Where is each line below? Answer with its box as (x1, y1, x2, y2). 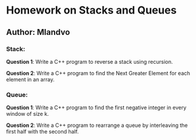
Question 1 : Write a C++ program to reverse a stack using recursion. (6, 58, 173, 65)
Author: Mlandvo (6, 27, 70, 37)
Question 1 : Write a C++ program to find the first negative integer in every (6, 104, 187, 111)
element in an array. (6, 76, 55, 83)
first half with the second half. (6, 128, 79, 135)
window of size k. (6, 110, 49, 118)
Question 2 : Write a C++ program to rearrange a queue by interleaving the (6, 122, 188, 129)
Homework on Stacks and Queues (6, 4, 177, 17)
